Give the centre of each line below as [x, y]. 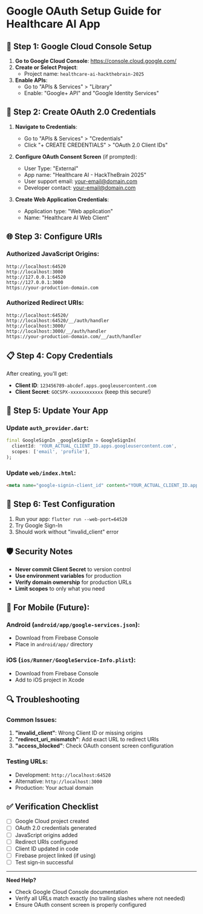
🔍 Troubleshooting [43, 699]
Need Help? [21, 880]
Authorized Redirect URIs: [45, 303]
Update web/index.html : [41, 472]
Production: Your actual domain [54, 787]
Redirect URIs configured [46, 842]
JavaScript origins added [46, 835]
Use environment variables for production [68, 575]
